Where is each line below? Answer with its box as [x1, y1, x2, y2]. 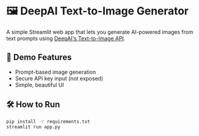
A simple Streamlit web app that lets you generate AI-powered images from [6, 28, 194, 36]
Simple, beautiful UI [14, 81, 65, 88]
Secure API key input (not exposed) [14, 74, 104, 82]
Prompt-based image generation [14, 68, 96, 76]
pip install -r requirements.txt [6, 118, 90, 125]
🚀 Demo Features [6, 52, 72, 63]
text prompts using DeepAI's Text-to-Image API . [6, 34, 125, 42]
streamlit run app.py [6, 124, 61, 130]
